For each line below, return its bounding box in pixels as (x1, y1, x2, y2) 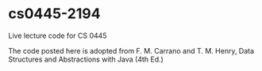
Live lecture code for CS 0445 (8, 31, 107, 40)
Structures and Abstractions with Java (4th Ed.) (8, 54, 164, 64)
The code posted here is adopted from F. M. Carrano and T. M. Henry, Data (8, 46, 255, 55)
